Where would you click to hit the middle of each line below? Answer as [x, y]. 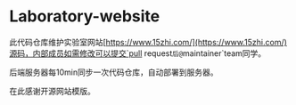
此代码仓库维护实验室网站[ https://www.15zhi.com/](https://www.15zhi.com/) [148, 42]
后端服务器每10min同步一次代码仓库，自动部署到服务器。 [114, 72]
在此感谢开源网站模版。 [52, 91]
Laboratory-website [85, 16]
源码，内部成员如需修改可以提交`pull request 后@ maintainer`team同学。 [138, 53]
